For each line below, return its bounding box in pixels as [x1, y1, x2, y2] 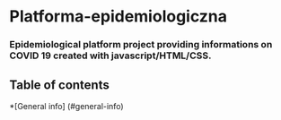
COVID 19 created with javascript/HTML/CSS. [9, 49, 212, 62]
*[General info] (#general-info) [9, 100, 124, 111]
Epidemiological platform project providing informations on [9, 39, 273, 51]
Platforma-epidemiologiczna [9, 6, 227, 27]
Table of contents [9, 77, 110, 92]
